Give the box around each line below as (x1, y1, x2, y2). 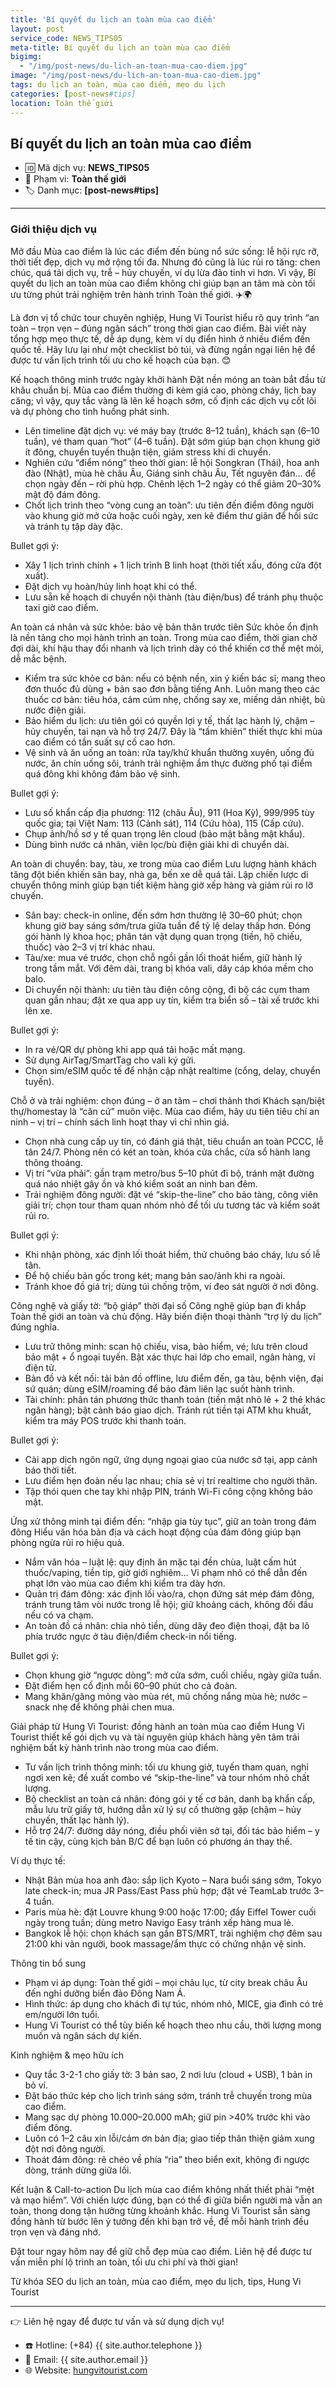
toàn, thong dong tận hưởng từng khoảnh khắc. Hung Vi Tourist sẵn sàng (10, 2204, 311, 2216)
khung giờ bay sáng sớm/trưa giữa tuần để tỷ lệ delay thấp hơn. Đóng (24, 919, 312, 931)
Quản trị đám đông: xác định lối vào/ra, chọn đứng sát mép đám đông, (24, 1587, 315, 1600)
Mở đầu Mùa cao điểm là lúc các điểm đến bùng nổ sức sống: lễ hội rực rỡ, (10, 245, 320, 257)
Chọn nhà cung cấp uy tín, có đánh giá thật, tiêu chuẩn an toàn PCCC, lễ (24, 1135, 324, 1147)
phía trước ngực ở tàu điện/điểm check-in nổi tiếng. (24, 1630, 237, 1642)
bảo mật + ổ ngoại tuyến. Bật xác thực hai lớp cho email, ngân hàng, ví (24, 1351, 316, 1363)
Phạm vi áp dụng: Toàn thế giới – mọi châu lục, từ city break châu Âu (24, 1976, 308, 1988)
